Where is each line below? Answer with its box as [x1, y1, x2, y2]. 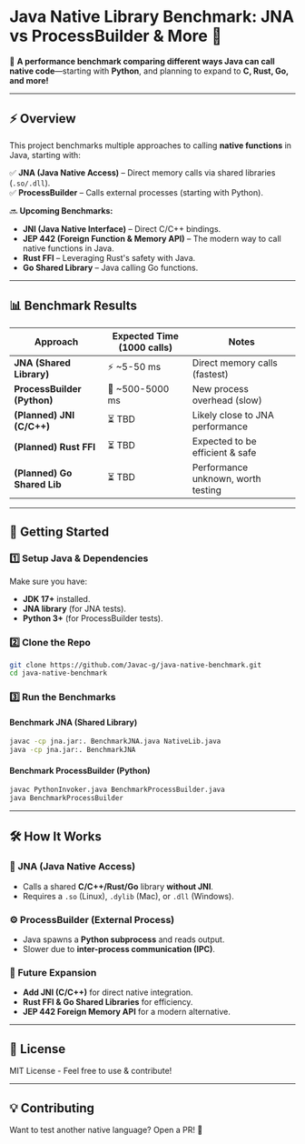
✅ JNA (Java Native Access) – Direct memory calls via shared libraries [9, 166, 276, 178]
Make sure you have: [9, 576, 88, 587]
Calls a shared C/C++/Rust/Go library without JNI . [22, 880, 213, 892]
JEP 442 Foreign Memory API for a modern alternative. [22, 1007, 231, 1018]
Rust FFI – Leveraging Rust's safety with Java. [22, 252, 196, 263]
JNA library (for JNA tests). [22, 603, 127, 615]
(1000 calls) [118, 341, 172, 354]
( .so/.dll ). [9, 177, 51, 188]
